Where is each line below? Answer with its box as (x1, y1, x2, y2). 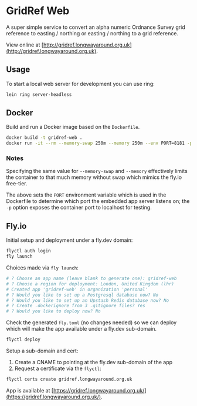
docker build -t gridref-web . (6, 135, 83, 141)
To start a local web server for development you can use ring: (6, 80, 155, 87)
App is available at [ (6, 387, 54, 394)
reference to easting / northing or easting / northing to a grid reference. (6, 29, 179, 36)
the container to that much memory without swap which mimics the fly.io (6, 174, 182, 181)
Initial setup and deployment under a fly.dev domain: (6, 237, 133, 244)
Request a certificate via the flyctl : (14, 365, 101, 372)
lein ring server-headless (6, 91, 72, 98)
